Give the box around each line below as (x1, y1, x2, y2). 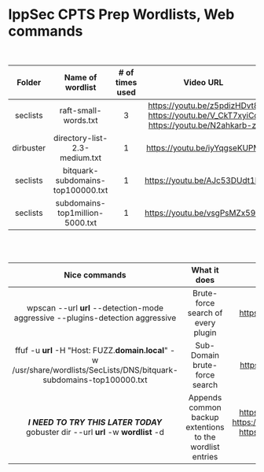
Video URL (183, 76, 224, 87)
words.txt (63, 114, 98, 125)
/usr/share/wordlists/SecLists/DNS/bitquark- (12, 364, 178, 375)
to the (194, 431, 216, 442)
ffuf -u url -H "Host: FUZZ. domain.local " (14, 344, 168, 355)
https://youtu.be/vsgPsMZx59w (145, 207, 262, 218)
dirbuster (12, 142, 46, 153)
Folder (16, 76, 42, 87)
